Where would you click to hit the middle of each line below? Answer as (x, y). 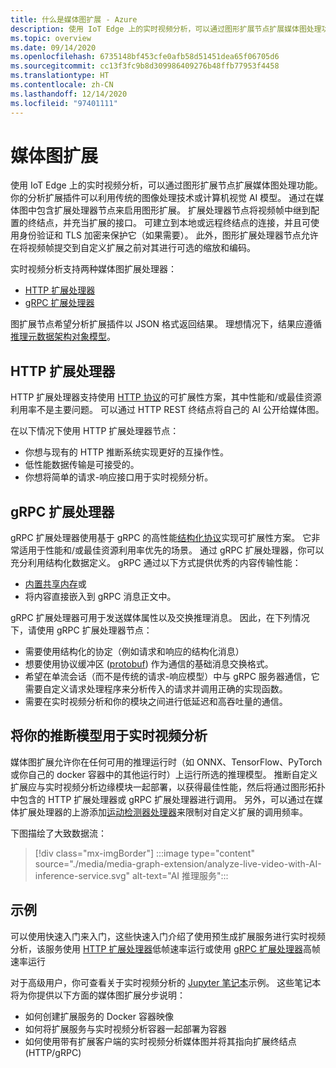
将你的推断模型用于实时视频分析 (109, 736)
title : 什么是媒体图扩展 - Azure (74, 19)
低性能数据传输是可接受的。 (82, 465)
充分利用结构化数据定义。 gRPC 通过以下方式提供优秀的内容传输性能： (156, 563)
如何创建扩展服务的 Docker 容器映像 (99, 1016)
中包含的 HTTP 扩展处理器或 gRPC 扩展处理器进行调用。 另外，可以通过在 (162, 799)
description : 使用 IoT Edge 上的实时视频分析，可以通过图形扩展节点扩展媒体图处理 (166, 29)
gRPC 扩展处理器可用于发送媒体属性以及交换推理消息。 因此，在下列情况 (160, 618)
